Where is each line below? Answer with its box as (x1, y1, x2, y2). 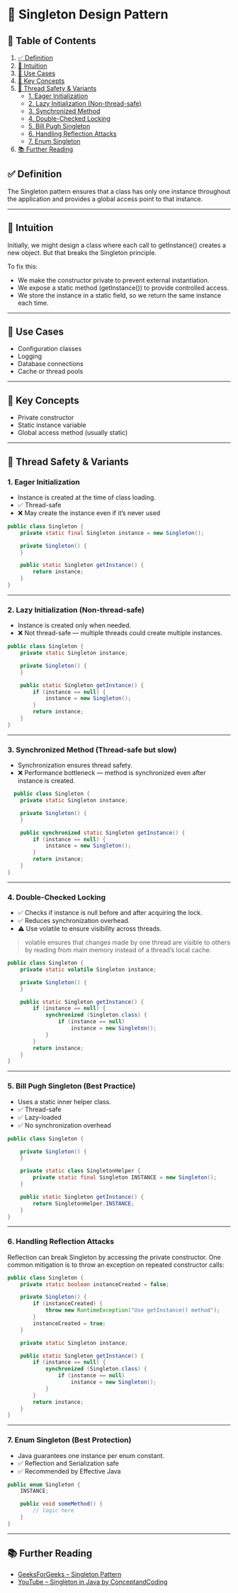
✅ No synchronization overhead (17, 1120, 111, 1129)
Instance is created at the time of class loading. (17, 493, 156, 502)
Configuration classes (17, 345, 82, 353)
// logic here (33, 1507, 74, 1514)
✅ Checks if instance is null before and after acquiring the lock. (17, 909, 203, 917)
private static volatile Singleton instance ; (20, 966, 157, 973)
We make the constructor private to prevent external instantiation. (17, 276, 210, 284)
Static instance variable (17, 421, 86, 429)
